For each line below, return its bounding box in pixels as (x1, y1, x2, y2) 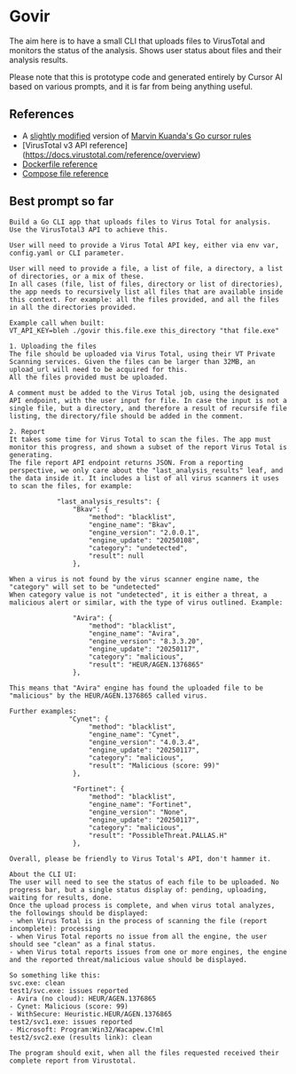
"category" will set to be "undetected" (9, 582, 161, 591)
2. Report (9, 427, 46, 436)
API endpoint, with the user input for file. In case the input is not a (9, 396, 288, 405)
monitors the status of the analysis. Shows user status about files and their (9, 44, 282, 55)
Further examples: (9, 707, 77, 715)
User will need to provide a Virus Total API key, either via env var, (9, 241, 279, 249)
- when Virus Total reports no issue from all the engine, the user (9, 932, 268, 941)
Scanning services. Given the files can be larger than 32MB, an (9, 357, 255, 366)
